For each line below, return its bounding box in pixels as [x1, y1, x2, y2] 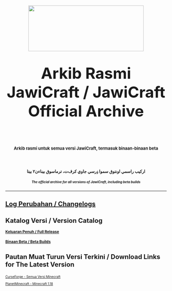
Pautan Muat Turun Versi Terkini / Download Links [5, 253, 160, 261]
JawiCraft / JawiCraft [7, 82, 165, 102]
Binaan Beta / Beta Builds [5, 239, 51, 244]
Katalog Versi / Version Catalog [5, 217, 103, 225]
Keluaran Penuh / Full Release [5, 230, 59, 235]
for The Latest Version [5, 260, 75, 268]
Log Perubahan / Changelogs [5, 200, 96, 209]
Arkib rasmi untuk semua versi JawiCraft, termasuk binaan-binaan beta [13, 145, 159, 151]
